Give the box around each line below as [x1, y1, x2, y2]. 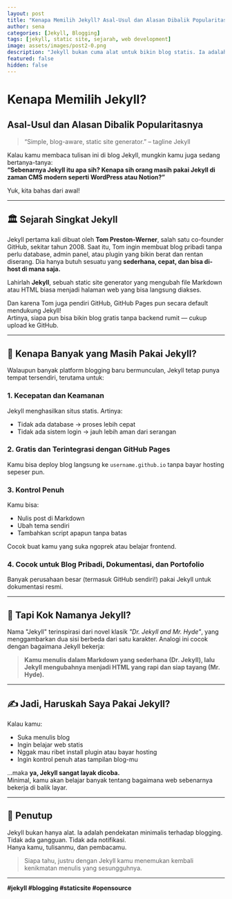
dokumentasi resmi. [7, 582, 64, 591]
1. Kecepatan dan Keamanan [7, 391, 105, 400]
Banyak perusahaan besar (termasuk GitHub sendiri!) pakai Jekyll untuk [7, 576, 212, 584]
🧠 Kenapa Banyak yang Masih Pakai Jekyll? [7, 348, 197, 359]
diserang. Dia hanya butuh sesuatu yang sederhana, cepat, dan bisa [7, 258, 204, 266]
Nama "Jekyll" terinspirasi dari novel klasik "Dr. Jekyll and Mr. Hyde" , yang [7, 627, 219, 636]
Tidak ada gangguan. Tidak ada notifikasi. [7, 835, 126, 844]
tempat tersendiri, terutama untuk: [7, 373, 105, 382]
